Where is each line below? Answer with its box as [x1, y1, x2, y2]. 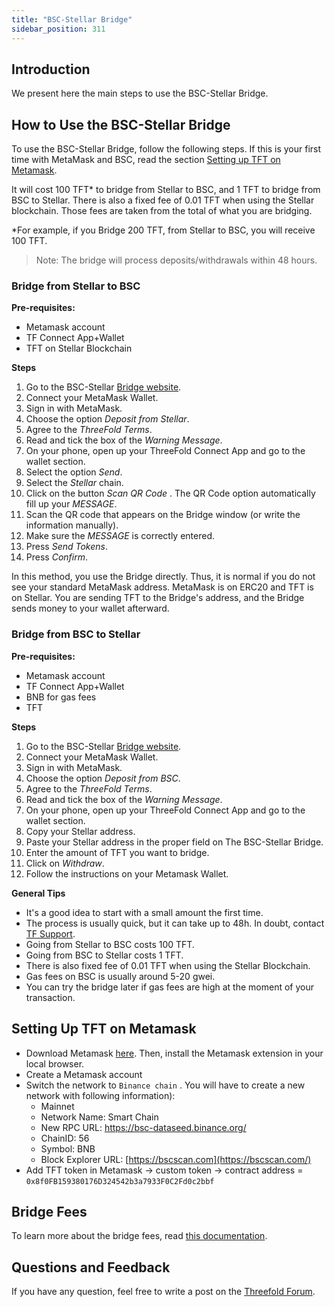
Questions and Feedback [11, 1259, 171, 1276]
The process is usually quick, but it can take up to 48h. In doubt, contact [25, 917, 325, 929]
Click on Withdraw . [25, 857, 105, 869]
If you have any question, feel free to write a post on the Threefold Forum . [11, 1286, 316, 1298]
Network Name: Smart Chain [40, 1111, 159, 1123]
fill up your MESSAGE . [25, 498, 118, 510]
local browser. [25, 1057, 85, 1070]
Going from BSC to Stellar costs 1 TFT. [25, 949, 184, 961]
